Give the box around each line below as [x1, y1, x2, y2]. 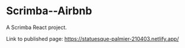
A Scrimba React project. [6, 24, 67, 31]
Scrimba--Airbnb [6, 4, 93, 18]
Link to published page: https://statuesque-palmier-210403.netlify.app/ [6, 35, 179, 42]
